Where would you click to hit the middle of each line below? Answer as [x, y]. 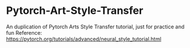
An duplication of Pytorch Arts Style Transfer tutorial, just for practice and [95, 27]
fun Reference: [24, 32]
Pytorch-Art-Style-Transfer [75, 11]
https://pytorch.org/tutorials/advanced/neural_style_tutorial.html [84, 39]
